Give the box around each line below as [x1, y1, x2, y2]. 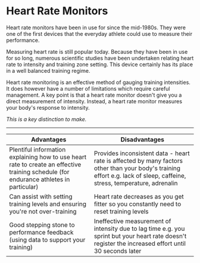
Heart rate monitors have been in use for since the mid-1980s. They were [6, 24, 186, 31]
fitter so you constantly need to [93, 200, 182, 208]
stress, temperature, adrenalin [93, 179, 178, 187]
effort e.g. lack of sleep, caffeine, [93, 171, 186, 180]
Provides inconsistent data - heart [93, 149, 190, 157]
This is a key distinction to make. [6, 115, 87, 123]
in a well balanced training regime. [6, 67, 90, 74]
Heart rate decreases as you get [93, 192, 184, 200]
